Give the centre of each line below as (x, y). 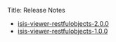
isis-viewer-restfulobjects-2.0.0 (63, 23)
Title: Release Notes (36, 10)
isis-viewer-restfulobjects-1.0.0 (63, 31)
